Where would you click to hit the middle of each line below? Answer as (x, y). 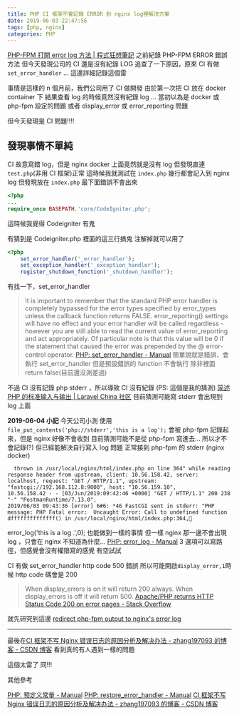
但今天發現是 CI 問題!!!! (41, 121)
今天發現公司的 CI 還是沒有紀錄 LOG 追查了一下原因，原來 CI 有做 (123, 64)
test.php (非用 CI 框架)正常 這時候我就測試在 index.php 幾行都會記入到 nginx (118, 173)
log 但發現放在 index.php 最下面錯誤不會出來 (73, 182)
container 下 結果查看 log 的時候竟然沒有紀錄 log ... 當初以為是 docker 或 (113, 97)
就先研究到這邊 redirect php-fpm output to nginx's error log (94, 619)
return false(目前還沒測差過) (66, 372)
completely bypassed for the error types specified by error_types (121, 308)
